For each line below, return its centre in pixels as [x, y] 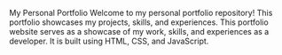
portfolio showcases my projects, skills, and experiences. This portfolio [139, 22]
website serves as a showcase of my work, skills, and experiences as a [139, 31]
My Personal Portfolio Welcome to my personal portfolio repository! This [141, 13]
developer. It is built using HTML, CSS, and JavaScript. [109, 41]
